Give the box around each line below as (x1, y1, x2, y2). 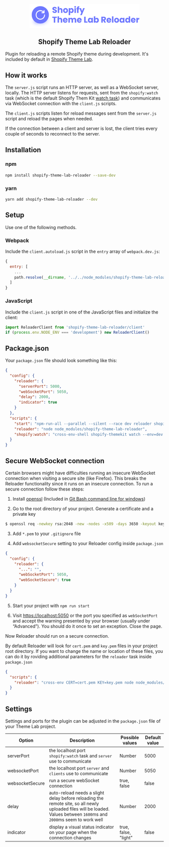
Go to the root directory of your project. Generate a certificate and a (12, 506, 153, 512)
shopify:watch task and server (49, 752, 112, 759)
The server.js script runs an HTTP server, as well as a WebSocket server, (5, 84, 159, 91)
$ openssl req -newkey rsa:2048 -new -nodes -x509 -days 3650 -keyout (5, 521, 156, 527)
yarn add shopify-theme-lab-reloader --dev (5, 197, 98, 202)
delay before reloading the (49, 795, 104, 801)
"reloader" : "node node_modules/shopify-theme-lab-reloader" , (14, 426, 147, 431)
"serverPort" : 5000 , (18, 384, 62, 389)
